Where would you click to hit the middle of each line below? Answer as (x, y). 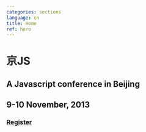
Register (19, 122)
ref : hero (19, 29)
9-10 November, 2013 (48, 105)
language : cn (23, 18)
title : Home (21, 23)
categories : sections (34, 12)
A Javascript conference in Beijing (73, 84)
